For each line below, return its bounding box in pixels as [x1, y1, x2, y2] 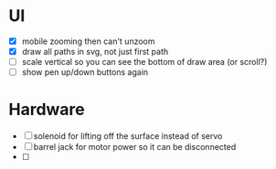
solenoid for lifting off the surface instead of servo [33, 131, 223, 142]
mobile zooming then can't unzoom [21, 36, 155, 47]
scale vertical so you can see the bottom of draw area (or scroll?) [21, 57, 268, 68]
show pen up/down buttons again [21, 67, 149, 78]
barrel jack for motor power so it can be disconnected [33, 142, 237, 153]
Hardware [8, 100, 85, 120]
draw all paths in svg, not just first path [21, 47, 169, 57]
